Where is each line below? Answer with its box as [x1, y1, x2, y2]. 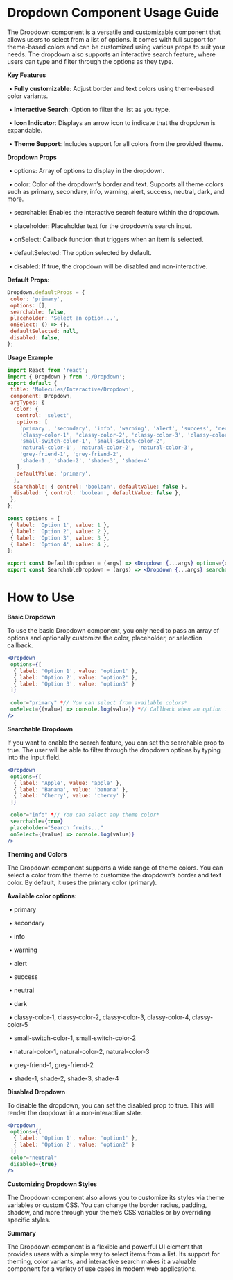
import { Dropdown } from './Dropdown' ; [7, 373, 126, 380]
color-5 [7, 1020, 28, 1028]
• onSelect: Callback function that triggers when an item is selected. [8, 235, 204, 243]
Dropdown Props [7, 153, 57, 161]
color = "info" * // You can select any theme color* [10, 811, 159, 818]
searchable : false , [10, 308, 67, 316]
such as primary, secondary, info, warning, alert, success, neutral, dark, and [7, 187, 225, 195]
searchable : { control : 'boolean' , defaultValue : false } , [13, 483, 188, 490]
